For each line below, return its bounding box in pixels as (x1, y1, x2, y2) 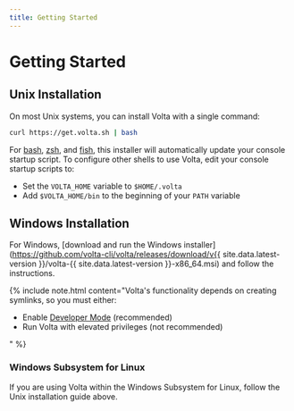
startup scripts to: (9, 163, 75, 174)
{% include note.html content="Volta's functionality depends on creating (9, 285, 277, 296)
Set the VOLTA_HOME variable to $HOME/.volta (21, 180, 183, 191)
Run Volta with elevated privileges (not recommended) (21, 322, 223, 332)
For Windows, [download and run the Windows (9, 239, 182, 250)
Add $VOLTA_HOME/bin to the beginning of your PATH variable (21, 189, 241, 201)
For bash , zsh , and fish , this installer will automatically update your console (9, 144, 286, 155)
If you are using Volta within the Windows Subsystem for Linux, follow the (9, 382, 281, 392)
